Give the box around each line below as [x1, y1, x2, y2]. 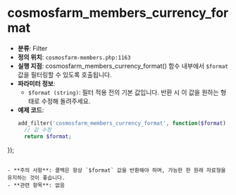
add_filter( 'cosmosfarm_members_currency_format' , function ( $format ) [17, 120, 227, 127]
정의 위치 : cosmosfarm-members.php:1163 [17, 53, 131, 61]
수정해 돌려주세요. [41, 96, 91, 105]
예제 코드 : [17, 106, 44, 114]
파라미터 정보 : [17, 79, 56, 87]
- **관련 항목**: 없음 [7, 182, 66, 189]
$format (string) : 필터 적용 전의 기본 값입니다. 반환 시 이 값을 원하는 [27, 88, 220, 96]
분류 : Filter [17, 44, 48, 52]
